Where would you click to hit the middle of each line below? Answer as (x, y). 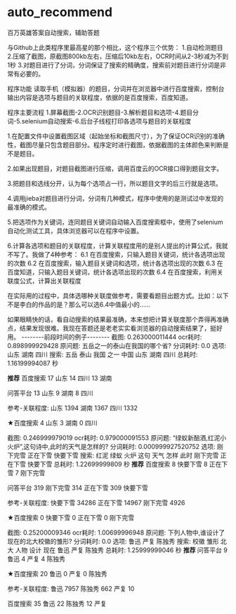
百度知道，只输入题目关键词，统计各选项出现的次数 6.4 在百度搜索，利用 (112, 272)
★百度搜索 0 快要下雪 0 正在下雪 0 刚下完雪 (71, 517)
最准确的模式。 (29, 207)
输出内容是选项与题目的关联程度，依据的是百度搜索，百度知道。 (99, 97)
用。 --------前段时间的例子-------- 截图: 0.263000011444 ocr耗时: (105, 337)
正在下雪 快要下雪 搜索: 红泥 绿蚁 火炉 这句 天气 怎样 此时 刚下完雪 (123, 455)
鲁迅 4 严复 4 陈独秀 (36, 559)
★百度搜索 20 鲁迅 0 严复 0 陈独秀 (57, 573)
